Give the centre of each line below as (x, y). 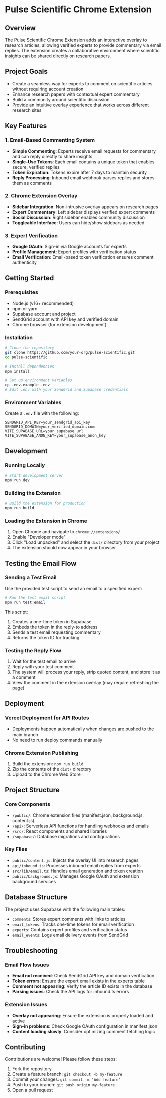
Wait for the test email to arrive (44, 661)
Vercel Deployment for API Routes (47, 718)
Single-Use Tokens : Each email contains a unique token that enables (83, 162)
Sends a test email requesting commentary (57, 632)
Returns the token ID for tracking (46, 637)
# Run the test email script (35, 598)
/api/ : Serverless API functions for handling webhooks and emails (80, 826)
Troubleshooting (32, 951)
